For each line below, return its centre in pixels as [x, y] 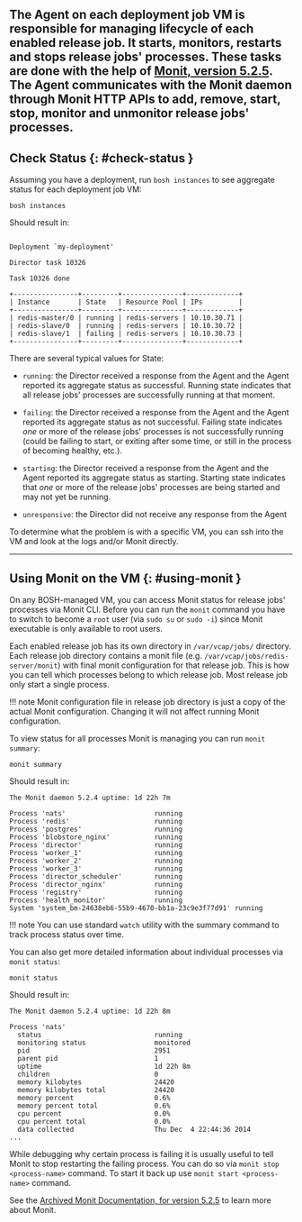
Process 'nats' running [96, 814]
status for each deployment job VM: [75, 189]
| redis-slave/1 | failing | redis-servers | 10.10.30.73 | [126, 334]
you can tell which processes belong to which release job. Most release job [149, 675]
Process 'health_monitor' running [96, 900]
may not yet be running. [67, 497]
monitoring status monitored [104, 1043]
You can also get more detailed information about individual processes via [147, 952]
